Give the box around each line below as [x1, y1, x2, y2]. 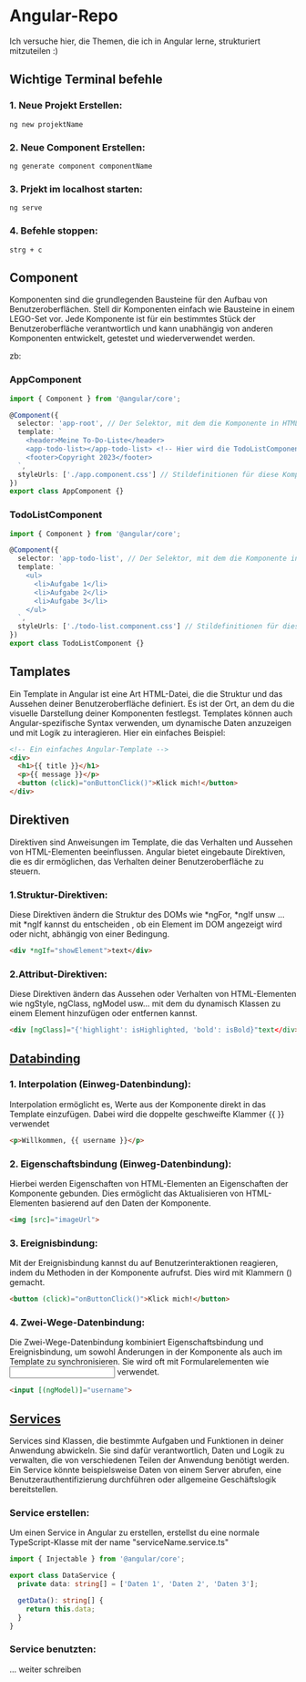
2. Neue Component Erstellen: [9, 140, 146, 153]
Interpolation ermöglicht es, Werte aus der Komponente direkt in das [9, 1098, 267, 1109]
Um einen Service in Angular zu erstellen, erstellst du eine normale [9, 1527, 260, 1538]
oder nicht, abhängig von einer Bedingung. [9, 929, 170, 940]
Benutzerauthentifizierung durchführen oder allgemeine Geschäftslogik [9, 1474, 277, 1485]
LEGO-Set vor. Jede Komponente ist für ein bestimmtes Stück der [9, 314, 257, 325]
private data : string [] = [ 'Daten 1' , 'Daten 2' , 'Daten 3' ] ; [17, 1580, 259, 1589]
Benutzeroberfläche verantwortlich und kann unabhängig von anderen [9, 323, 273, 334]
